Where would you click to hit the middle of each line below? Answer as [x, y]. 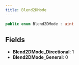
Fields [15, 39]
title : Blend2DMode [26, 10]
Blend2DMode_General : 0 [40, 57]
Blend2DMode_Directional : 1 [43, 52]
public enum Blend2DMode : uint [39, 24]
